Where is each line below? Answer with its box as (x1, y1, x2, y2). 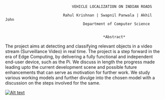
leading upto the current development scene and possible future (5, 64, 137, 70)
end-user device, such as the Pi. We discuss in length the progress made (5, 59, 155, 65)
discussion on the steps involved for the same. (5, 80, 101, 86)
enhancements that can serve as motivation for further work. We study (5, 69, 150, 75)
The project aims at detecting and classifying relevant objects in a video (5, 43, 153, 49)
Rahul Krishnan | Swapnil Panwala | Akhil (63, 13, 153, 18)
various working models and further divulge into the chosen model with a (5, 75, 155, 81)
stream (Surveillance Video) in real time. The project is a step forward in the (5, 49, 160, 54)
